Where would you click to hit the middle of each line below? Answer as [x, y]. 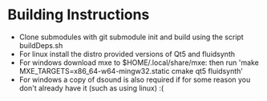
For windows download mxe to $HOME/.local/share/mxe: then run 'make [139, 63]
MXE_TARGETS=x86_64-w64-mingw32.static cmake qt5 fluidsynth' [131, 71]
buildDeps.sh [41, 45]
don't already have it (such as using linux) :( [91, 88]
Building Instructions [79, 15]
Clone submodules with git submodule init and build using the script [131, 37]
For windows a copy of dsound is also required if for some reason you [135, 79]
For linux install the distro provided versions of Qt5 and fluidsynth [127, 54]
